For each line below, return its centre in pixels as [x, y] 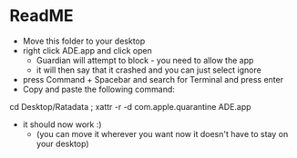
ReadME [41, 16]
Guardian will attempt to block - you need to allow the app [145, 60]
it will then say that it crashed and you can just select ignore [148, 70]
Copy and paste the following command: [99, 89]
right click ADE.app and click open [87, 50]
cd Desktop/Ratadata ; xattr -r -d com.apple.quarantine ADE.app [131, 106]
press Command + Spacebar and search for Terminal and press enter [153, 79]
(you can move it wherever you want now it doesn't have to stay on [162, 133]
